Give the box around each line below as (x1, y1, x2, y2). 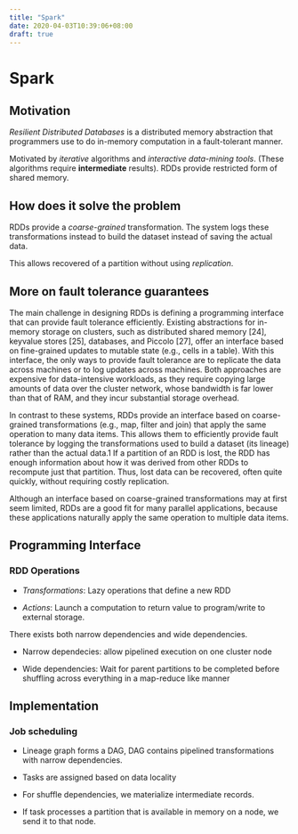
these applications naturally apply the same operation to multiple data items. (9, 513, 289, 522)
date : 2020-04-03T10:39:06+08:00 (9, 21, 133, 30)
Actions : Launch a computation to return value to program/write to (21, 602, 265, 612)
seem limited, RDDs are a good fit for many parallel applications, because (9, 503, 278, 513)
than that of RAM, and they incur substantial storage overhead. (9, 393, 240, 403)
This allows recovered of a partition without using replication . (9, 258, 234, 269)
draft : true (9, 29, 53, 38)
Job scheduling (9, 725, 78, 737)
